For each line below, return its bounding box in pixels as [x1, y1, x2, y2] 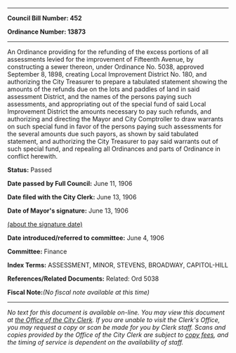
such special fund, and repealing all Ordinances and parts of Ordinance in [7, 145, 221, 153]
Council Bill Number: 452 [7, 14, 82, 22]
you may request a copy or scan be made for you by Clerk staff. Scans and [7, 324, 226, 331]
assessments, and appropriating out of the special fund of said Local [7, 100, 206, 108]
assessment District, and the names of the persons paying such [7, 93, 192, 100]
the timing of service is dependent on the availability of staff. [7, 338, 184, 346]
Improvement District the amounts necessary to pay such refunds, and [7, 107, 212, 116]
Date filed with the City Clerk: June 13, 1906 [7, 193, 137, 201]
